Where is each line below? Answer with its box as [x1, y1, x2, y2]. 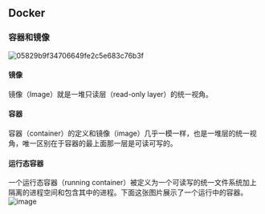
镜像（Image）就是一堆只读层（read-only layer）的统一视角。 [8, 89, 213, 99]
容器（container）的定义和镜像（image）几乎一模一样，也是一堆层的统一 [8, 128, 251, 139]
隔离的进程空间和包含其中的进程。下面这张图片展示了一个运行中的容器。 [8, 188, 247, 197]
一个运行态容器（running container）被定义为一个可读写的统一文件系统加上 [8, 178, 257, 188]
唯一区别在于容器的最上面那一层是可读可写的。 [22, 139, 177, 148]
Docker [8, 6, 46, 20]
